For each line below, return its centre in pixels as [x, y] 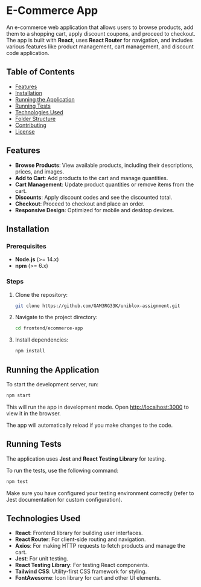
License [25, 131]
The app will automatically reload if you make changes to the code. [90, 425]
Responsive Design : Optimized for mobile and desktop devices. [94, 210]
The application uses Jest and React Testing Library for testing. [86, 459]
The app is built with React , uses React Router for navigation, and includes [100, 40]
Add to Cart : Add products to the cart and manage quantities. [91, 178]
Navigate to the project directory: [56, 317]
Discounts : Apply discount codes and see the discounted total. [94, 197]
